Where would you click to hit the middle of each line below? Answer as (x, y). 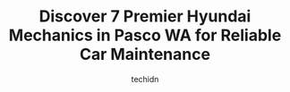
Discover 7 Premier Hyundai (145, 17)
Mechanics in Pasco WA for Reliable (145, 35)
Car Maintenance (145, 54)
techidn (145, 79)
